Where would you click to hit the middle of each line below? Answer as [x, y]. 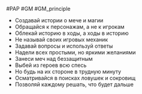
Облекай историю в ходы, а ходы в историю [72, 33]
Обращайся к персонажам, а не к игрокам [70, 27]
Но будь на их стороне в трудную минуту [68, 71]
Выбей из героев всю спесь [51, 65]
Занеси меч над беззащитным [54, 59]
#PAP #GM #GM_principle [38, 9]
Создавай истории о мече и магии [59, 20]
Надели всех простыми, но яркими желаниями [75, 52]
